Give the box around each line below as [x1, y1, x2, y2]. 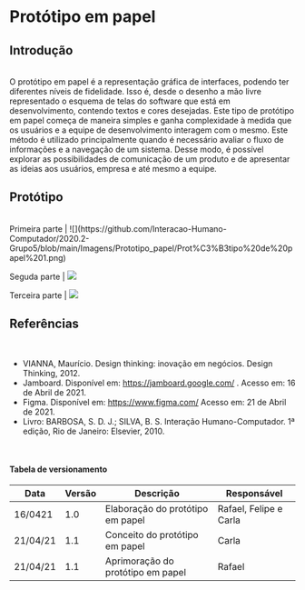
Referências [9, 316, 80, 332]
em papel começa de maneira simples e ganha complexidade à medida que [9, 115, 292, 125]
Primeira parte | [9, 223, 68, 234]
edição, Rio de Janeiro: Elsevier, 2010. [22, 425, 165, 436]
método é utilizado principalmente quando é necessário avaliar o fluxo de [9, 135, 284, 145]
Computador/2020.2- [9, 233, 90, 244]
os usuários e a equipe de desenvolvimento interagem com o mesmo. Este [9, 125, 289, 135]
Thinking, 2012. [22, 367, 81, 378]
